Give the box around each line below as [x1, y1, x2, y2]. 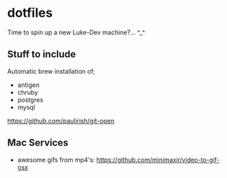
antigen [17, 81, 40, 89]
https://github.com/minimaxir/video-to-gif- [96, 156, 220, 164]
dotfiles [7, 5, 53, 21]
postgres [17, 95, 43, 104]
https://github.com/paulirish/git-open [7, 116, 115, 125]
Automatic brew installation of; [7, 67, 96, 75]
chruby [17, 88, 39, 96]
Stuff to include [7, 48, 76, 60]
